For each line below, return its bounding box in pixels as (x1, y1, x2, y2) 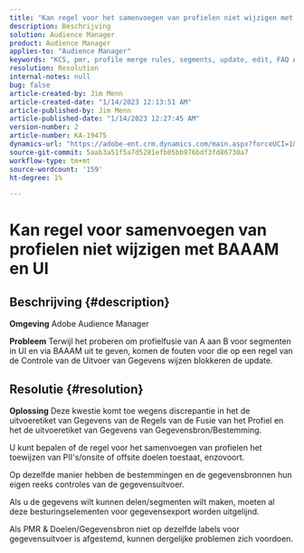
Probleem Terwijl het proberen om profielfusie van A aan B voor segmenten (9, 336, 292, 347)
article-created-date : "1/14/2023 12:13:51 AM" (9, 97, 193, 107)
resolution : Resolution (9, 64, 100, 73)
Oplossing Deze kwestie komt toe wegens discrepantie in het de (9, 405, 251, 416)
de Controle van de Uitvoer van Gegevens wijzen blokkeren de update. (9, 355, 273, 367)
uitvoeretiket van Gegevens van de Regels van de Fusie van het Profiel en (9, 415, 284, 426)
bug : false (9, 81, 51, 90)
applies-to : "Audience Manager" (9, 47, 131, 56)
